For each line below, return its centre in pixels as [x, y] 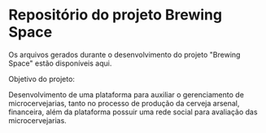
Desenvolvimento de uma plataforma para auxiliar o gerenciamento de [126, 94]
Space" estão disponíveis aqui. [60, 63]
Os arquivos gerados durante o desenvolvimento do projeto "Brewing [124, 54]
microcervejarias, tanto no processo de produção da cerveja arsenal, [124, 103]
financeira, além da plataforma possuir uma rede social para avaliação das [133, 112]
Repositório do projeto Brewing [115, 15]
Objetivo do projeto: [42, 79]
